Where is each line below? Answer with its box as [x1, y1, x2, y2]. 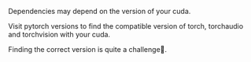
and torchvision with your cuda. [8, 30, 111, 39]
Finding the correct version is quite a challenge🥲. [8, 45, 168, 53]
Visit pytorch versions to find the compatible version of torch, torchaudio [8, 22, 244, 30]
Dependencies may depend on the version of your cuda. [8, 7, 191, 15]
